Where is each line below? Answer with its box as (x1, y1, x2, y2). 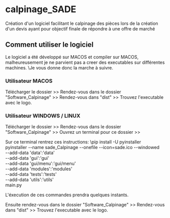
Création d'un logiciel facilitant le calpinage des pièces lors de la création (5, 20, 158, 26)
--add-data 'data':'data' (5, 150, 55, 156)
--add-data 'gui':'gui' (5, 155, 50, 161)
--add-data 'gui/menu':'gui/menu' (5, 161, 76, 167)
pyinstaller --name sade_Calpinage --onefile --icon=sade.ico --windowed (5, 144, 160, 151)
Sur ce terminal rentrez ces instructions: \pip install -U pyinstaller (5, 139, 141, 145)
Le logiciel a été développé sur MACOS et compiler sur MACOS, (5, 54, 139, 60)
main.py (5, 182, 22, 188)
